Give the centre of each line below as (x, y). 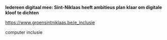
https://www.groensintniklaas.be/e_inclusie (50, 23)
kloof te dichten (22, 13)
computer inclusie (24, 32)
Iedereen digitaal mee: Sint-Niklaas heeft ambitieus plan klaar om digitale (84, 7)
